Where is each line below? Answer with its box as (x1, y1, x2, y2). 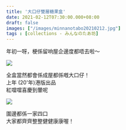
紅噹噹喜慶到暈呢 (6, 87, 48, 94)
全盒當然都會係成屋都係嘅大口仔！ (6, 72, 90, 79)
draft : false (6, 20, 39, 26)
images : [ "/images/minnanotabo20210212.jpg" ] (6, 25, 121, 31)
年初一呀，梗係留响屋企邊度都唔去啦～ (6, 48, 100, 55)
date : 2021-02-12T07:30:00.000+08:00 (6, 14, 100, 20)
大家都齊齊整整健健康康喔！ (6, 118, 74, 125)
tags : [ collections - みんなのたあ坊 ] (6, 31, 99, 37)
